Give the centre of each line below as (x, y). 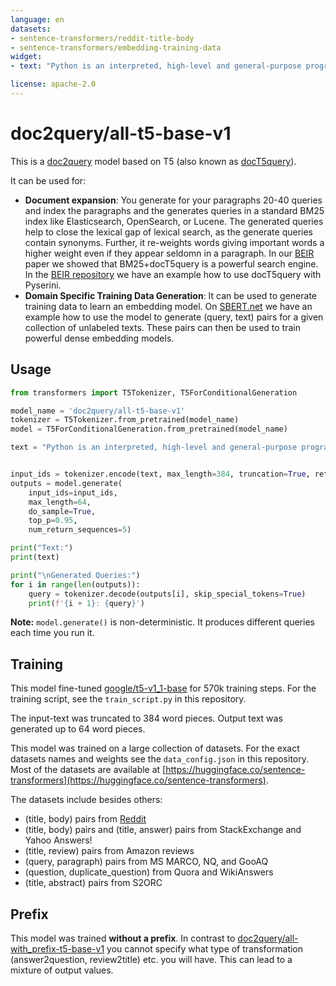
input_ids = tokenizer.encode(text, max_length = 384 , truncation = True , (160, 474)
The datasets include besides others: (86, 800)
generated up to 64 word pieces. (78, 729)
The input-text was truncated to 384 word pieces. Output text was (146, 718)
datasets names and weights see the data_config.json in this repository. (160, 759)
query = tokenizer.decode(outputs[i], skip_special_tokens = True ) (167, 594)
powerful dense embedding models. (99, 338)
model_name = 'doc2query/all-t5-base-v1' (98, 411)
